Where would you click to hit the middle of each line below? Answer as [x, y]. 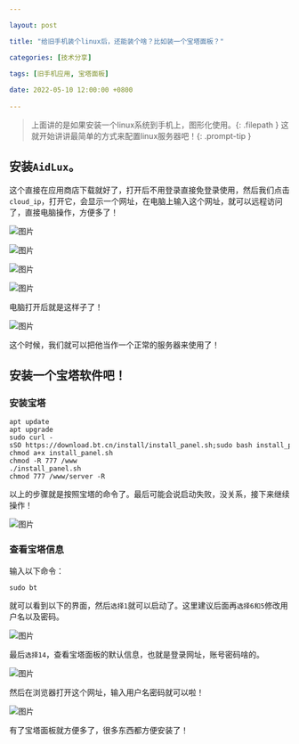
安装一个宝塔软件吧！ [68, 376]
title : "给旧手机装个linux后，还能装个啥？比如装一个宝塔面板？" [117, 41]
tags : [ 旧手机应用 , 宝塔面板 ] [59, 74]
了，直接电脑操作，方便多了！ [64, 212]
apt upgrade [31, 430]
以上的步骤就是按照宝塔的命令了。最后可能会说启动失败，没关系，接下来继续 [149, 495]
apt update [29, 422]
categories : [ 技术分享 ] [50, 57]
